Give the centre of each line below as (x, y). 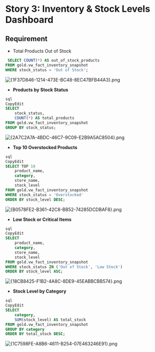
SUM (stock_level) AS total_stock (50, 320)
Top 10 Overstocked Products (45, 147)
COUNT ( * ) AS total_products (44, 118)
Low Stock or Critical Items (42, 219)
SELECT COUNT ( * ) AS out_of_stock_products (54, 60)
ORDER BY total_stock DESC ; (35, 334)
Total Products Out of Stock (42, 51)
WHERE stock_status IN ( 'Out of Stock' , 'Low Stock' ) (64, 267)
